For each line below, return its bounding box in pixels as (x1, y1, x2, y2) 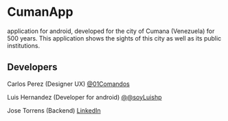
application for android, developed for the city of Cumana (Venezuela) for (7, 27, 215, 35)
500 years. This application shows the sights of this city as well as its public (7, 34, 222, 42)
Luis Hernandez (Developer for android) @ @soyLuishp (7, 93, 162, 101)
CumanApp (7, 4, 73, 20)
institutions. (7, 41, 40, 49)
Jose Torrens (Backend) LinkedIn (7, 106, 101, 114)
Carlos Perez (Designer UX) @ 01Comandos (7, 80, 130, 88)
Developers (7, 61, 58, 73)
